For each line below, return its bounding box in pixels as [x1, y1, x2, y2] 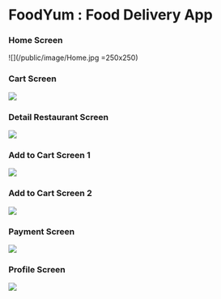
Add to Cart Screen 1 [8, 150, 91, 160]
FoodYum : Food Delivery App [8, 6, 213, 24]
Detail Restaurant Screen [8, 111, 109, 122]
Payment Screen [8, 225, 75, 237]
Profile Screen [8, 263, 66, 275]
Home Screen [8, 35, 63, 46]
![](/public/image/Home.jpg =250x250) [8, 53, 139, 62]
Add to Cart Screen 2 [8, 188, 92, 199]
